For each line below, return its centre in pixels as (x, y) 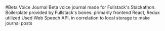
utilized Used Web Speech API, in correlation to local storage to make (78, 18)
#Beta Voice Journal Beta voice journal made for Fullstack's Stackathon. (80, 7)
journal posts (19, 23)
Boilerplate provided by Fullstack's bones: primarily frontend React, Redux (83, 12)
